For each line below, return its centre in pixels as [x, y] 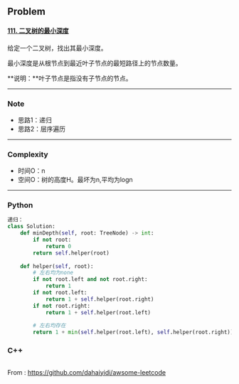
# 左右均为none [53, 273]
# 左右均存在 [49, 326]
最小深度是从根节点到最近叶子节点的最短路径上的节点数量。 [95, 63]
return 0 [58, 246]
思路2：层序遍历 [42, 129]
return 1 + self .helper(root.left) [98, 312]
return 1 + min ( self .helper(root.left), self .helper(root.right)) [133, 332]
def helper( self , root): [57, 266]
